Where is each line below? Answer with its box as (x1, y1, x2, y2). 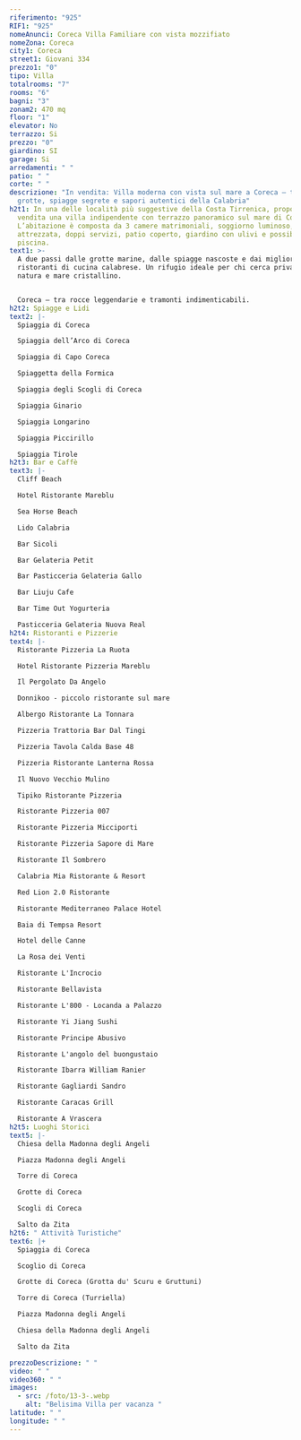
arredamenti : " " (9, 163, 74, 172)
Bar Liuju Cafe (17, 588, 74, 597)
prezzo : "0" (9, 138, 54, 147)
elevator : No (9, 122, 58, 131)
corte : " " (9, 180, 50, 189)
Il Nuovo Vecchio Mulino (17, 774, 110, 784)
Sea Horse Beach (17, 507, 78, 516)
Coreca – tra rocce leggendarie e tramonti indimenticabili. (17, 295, 251, 305)
